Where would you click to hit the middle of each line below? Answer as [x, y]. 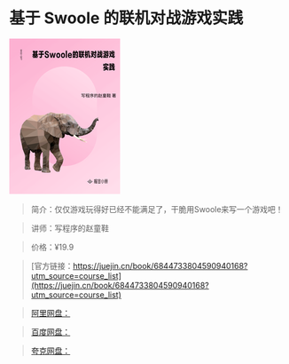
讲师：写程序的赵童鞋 [70, 228]
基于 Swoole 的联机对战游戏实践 [126, 18]
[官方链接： [52, 265]
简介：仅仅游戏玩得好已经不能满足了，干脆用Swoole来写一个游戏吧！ [157, 209]
